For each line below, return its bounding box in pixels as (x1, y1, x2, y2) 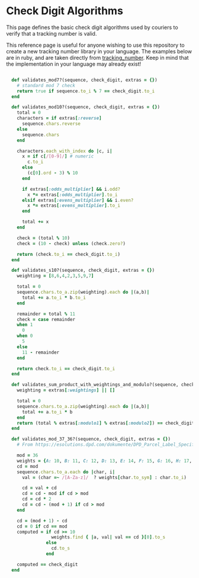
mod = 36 (17, 452, 38, 458)
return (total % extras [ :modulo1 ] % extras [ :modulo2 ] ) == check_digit (17, 420, 195, 426)
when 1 (17, 322, 33, 328)
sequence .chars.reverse (21, 121, 81, 127)
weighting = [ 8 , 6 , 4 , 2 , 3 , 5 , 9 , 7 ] (17, 273, 94, 279)
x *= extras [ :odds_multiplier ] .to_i (27, 191, 118, 198)
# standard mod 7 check (17, 82, 76, 88)
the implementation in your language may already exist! (6, 60, 142, 68)
